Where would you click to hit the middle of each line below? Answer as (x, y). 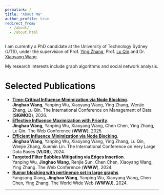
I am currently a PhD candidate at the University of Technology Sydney (76, 46)
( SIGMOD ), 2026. (30, 115)
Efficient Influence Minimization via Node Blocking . (65, 136)
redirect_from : (20, 23)
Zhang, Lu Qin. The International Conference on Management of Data (82, 110)
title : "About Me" (24, 14)
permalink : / (18, 10)
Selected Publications (51, 86)
